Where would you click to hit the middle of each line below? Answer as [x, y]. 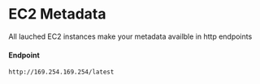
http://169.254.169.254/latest [61, 72]
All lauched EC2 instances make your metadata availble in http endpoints [130, 36]
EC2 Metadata [57, 14]
